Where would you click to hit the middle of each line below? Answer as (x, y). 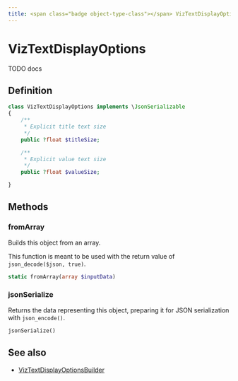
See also (27, 353)
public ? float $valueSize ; (60, 172)
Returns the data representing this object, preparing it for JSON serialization (119, 310)
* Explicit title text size (65, 127)
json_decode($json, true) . (47, 264)
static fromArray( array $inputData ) (62, 276)
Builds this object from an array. (54, 242)
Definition (30, 90)
